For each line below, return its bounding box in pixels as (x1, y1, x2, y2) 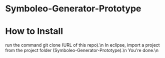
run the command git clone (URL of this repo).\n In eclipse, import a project (5, 42, 160, 48)
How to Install (5, 26, 63, 37)
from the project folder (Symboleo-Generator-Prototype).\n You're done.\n (5, 48, 159, 54)
